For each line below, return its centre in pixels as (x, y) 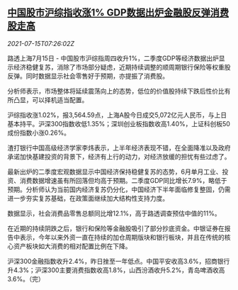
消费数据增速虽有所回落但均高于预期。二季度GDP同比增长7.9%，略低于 (124, 180)
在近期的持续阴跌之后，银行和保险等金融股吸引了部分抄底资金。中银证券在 (116, 228)
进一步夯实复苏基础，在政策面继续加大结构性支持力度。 (88, 198)
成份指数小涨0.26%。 (39, 133)
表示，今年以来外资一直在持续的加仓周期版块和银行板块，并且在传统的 (122, 237)
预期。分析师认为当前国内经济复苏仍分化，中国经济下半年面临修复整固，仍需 (119, 189)
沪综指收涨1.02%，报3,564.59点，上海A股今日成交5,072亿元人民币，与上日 (117, 115)
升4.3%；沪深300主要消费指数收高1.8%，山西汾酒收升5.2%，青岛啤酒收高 (116, 270)
